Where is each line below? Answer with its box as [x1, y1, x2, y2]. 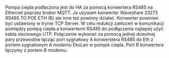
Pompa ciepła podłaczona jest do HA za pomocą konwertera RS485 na [5, 5, 153, 10]
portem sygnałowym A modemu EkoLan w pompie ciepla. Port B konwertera [5, 42, 164, 47]
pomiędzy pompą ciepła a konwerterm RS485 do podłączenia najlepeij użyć [5, 26, 163, 32]
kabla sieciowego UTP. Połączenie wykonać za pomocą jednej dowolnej [5, 31, 155, 37]
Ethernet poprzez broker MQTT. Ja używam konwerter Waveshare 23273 [5, 10, 158, 16]
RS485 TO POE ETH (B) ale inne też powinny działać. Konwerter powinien [5, 15, 159, 21]
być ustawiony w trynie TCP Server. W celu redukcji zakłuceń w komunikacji [5, 20, 164, 26]
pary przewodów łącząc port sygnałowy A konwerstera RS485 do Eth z [5, 36, 154, 42]
